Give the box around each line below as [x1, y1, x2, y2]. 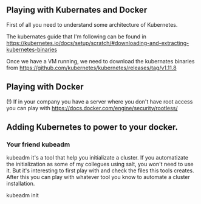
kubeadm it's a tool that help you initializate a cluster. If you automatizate [6, 154, 189, 161]
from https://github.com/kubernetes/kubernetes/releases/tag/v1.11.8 [6, 64, 177, 71]
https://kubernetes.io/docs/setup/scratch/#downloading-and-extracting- [6, 39, 189, 46]
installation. [6, 180, 35, 188]
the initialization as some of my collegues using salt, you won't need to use [6, 161, 194, 168]
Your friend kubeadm [6, 140, 70, 149]
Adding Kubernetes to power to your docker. [6, 122, 178, 133]
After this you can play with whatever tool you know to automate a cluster [6, 174, 190, 181]
